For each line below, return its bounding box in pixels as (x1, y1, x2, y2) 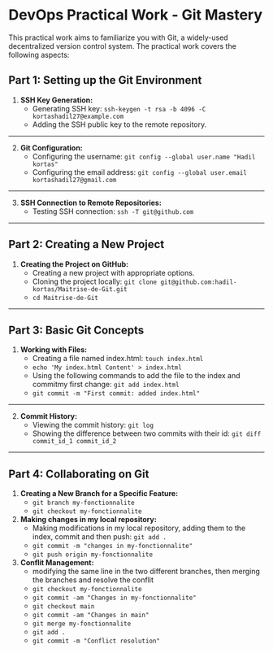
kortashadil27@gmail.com (32, 176, 117, 184)
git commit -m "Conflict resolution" (32, 637, 161, 646)
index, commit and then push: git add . (32, 532, 167, 542)
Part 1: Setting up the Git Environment (8, 73, 202, 87)
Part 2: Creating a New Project (8, 237, 165, 251)
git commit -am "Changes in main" (32, 612, 149, 620)
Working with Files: (19, 345, 88, 355)
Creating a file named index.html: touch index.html (32, 354, 204, 364)
